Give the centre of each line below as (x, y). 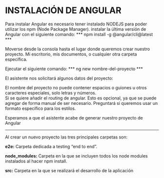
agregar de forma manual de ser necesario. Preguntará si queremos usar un (82, 103)
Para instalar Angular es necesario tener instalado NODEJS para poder (76, 24)
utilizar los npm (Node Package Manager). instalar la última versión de (76, 29)
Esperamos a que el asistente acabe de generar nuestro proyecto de (74, 118)
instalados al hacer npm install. (36, 161)
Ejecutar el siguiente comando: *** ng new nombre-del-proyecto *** (74, 69)
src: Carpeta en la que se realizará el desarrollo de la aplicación (69, 170)
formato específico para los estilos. (41, 108)
